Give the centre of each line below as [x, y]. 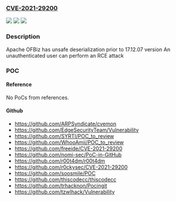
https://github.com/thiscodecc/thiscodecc [65, 179]
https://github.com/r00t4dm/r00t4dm [60, 161]
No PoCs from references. [37, 97]
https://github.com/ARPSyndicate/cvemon [65, 124]
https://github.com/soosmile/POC [55, 173]
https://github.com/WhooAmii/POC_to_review [69, 142]
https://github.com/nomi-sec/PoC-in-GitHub [68, 154]
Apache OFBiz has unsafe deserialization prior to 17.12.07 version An [88, 49]
